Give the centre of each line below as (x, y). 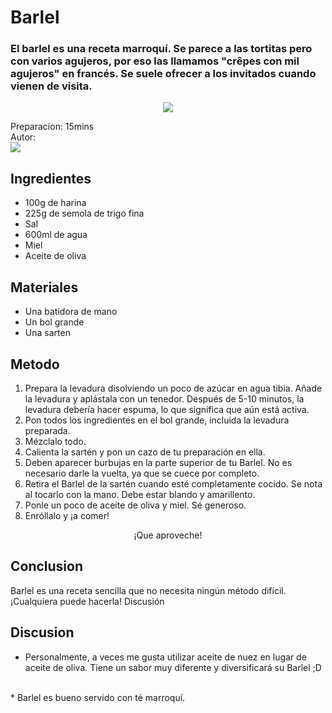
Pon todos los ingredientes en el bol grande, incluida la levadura (157, 420)
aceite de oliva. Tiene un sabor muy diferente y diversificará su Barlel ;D (173, 667)
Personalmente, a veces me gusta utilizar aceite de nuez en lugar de (165, 657)
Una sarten (47, 333)
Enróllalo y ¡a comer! (67, 515)
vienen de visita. (51, 86)
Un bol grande (54, 322)
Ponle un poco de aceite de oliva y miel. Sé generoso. (135, 505)
